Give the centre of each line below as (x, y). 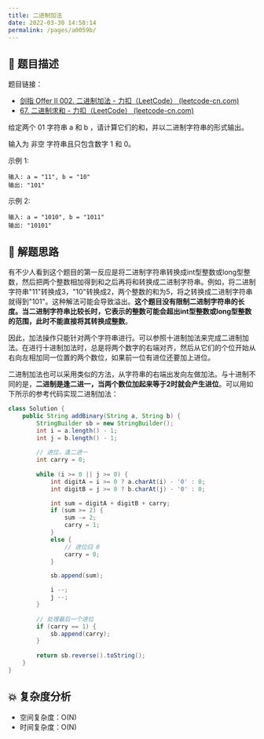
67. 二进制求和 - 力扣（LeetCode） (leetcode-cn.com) (106, 111)
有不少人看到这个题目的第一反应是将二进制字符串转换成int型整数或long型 (126, 272)
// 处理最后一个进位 (65, 619)
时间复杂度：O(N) (48, 726)
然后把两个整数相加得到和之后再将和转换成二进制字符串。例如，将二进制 (139, 282)
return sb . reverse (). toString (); (91, 656)
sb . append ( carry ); (80, 634)
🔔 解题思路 (33, 252)
